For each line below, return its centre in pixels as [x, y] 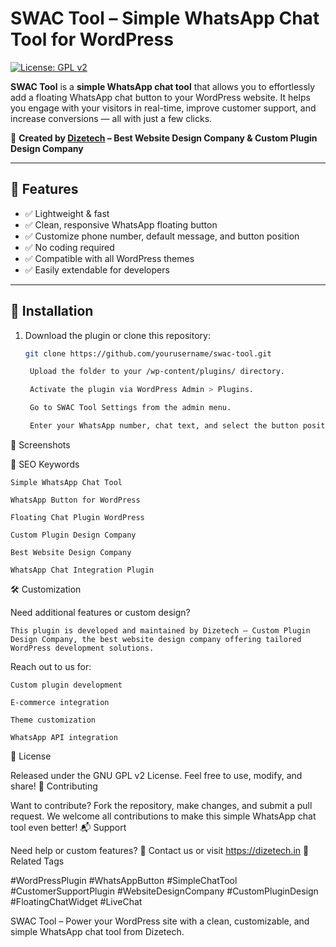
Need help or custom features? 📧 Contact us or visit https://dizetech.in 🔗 [160, 850]
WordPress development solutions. [82, 648]
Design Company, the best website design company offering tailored [156, 639]
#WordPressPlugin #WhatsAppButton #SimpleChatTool [124, 880]
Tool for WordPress [92, 39]
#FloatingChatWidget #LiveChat [76, 901]
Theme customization [53, 720]
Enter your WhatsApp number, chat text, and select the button [164, 426]
